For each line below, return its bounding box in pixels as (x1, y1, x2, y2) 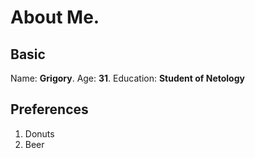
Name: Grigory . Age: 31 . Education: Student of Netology (10, 72, 245, 84)
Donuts (24, 127, 55, 140)
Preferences (10, 101, 89, 118)
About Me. (10, 6, 100, 29)
